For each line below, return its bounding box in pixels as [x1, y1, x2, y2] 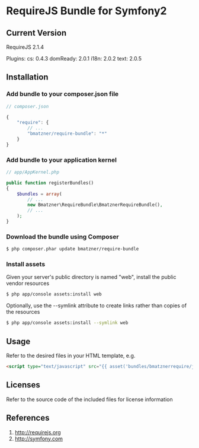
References [6, 413, 50, 423]
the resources [6, 309, 40, 316]
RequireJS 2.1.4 [6, 43, 44, 50]
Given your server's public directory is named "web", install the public [6, 274, 176, 281]
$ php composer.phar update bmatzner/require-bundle [6, 246, 139, 252]
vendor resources [6, 280, 50, 287]
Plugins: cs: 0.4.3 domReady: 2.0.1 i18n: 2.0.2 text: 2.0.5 [6, 55, 142, 62]
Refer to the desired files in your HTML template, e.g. [6, 352, 136, 360]
